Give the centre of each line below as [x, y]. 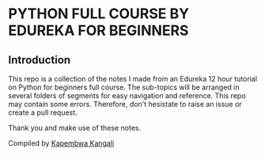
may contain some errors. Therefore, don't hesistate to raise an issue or [125, 104]
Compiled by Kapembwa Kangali [61, 143]
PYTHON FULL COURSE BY [99, 14]
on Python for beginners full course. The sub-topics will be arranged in [124, 87]
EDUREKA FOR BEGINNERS [98, 30]
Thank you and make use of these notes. [74, 128]
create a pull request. [43, 112]
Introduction [40, 60]
